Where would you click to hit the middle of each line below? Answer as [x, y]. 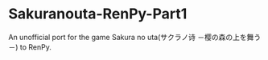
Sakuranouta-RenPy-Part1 [98, 14]
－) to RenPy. [30, 47]
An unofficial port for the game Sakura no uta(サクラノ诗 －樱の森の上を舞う [135, 37]
